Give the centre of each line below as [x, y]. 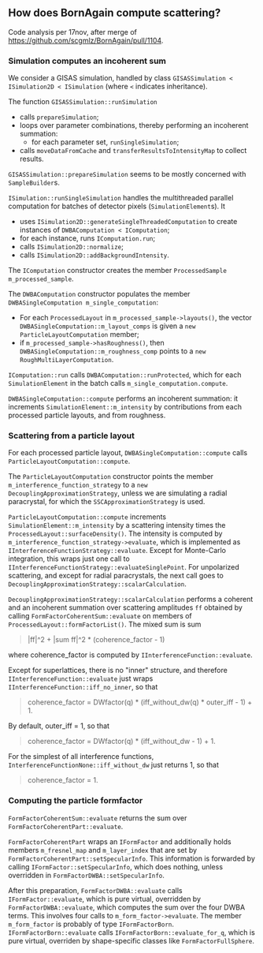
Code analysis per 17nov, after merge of [73, 32]
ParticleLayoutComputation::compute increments [87, 517]
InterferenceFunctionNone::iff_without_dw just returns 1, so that [113, 765]
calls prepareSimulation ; [59, 117]
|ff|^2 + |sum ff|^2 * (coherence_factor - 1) [96, 640]
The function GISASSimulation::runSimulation [83, 102]
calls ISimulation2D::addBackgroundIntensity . [94, 255]
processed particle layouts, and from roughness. [87, 415]
